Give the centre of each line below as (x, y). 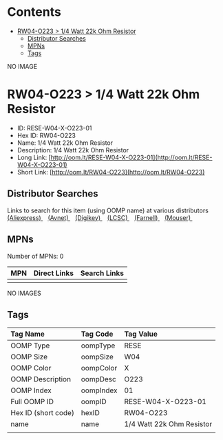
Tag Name (28, 334)
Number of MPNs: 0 (35, 256)
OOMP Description (41, 379)
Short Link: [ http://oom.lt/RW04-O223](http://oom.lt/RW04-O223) (111, 172)
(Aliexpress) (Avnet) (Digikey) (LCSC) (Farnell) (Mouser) (99, 217)
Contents (34, 12)
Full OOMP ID (32, 402)
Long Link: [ (34, 157)
